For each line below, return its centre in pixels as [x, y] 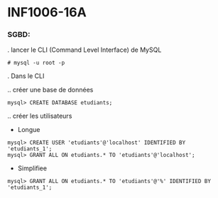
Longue [29, 130]
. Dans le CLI [26, 76]
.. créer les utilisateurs [40, 116]
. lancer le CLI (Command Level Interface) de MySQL [85, 50]
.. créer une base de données [50, 90]
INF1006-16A [47, 12]
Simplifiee [32, 168]
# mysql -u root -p [36, 63]
